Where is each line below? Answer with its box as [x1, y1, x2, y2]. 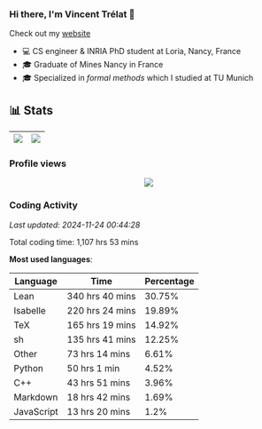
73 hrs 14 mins [66, 347, 131, 360]
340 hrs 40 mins [66, 290, 136, 302]
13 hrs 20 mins [66, 405, 131, 417]
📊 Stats [9, 102, 54, 118]
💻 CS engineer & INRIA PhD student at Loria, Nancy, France [21, 46, 242, 57]
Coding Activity [9, 199, 78, 211]
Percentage [144, 274, 195, 287]
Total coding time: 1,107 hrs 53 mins [9, 236, 139, 247]
